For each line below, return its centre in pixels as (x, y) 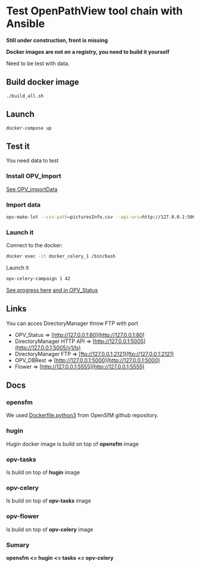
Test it (18, 146)
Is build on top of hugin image (43, 472)
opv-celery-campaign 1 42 (38, 279)
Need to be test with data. (38, 63)
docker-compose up (29, 128)
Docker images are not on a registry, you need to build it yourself (88, 51)
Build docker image (43, 82)
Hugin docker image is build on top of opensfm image (72, 444)
